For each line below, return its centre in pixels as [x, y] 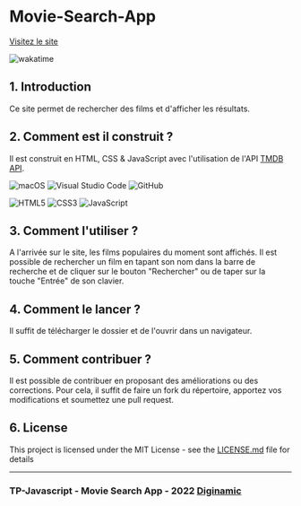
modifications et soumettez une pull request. [92, 400]
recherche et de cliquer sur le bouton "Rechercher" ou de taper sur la [138, 272]
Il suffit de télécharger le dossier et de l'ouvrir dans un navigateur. [131, 331]
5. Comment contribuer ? [81, 359]
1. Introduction [50, 87]
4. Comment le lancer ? [75, 309]
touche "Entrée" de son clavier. [67, 281]
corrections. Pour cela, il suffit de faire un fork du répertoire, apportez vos [146, 390]
